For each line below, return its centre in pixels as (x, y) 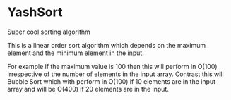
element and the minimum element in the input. (76, 53)
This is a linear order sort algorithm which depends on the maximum (107, 45)
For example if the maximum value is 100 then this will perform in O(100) (112, 66)
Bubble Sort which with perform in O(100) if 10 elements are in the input (112, 81)
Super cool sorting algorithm (49, 32)
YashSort (35, 12)
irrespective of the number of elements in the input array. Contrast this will (115, 74)
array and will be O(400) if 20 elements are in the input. (88, 89)
